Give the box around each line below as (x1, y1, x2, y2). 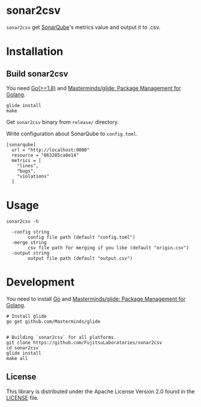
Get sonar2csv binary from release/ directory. (6, 118, 119, 125)
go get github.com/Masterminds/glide (6, 318, 101, 325)
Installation (6, 45, 64, 58)
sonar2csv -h (6, 218, 39, 225)
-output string (11, 250, 50, 256)
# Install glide (6, 313, 47, 319)
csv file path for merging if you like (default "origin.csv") (28, 244, 189, 250)
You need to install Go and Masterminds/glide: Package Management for (6, 295, 186, 302)
